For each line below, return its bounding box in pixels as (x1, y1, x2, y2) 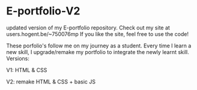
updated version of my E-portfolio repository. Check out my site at (6, 24, 170, 31)
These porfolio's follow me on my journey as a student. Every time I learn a (6, 42, 192, 49)
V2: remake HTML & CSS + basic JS (6, 78, 96, 85)
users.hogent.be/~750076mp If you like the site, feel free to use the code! (6, 30, 189, 37)
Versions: (6, 55, 30, 62)
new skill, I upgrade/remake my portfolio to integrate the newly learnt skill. (6, 48, 189, 55)
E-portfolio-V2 (6, 4, 80, 18)
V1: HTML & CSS (6, 66, 47, 73)
